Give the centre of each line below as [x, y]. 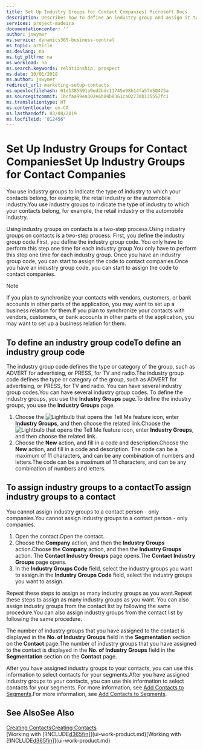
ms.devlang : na [25, 52]
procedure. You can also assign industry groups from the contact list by [95, 612]
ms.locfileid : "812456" [36, 119]
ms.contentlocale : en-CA [37, 108]
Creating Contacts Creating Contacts [51, 728]
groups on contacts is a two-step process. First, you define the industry [96, 236]
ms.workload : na [27, 62]
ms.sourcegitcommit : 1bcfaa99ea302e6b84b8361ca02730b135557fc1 [88, 96]
